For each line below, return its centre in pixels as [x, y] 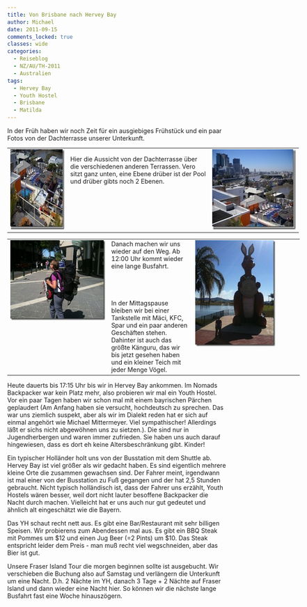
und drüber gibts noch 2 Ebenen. [117, 181]
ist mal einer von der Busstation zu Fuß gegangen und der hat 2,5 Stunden [114, 480]
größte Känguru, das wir [146, 347]
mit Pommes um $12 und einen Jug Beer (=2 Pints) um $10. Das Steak [108, 538]
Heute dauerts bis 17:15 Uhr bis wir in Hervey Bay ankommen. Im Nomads [112, 385]
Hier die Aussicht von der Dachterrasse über [134, 159]
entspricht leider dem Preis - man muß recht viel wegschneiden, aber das [112, 545]
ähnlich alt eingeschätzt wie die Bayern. [64, 510]
